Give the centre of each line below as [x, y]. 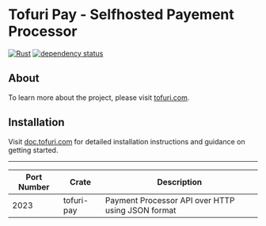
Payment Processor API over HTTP [170, 200]
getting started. [33, 150]
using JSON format [141, 210]
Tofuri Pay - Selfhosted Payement [122, 15]
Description [180, 182]
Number [34, 186]
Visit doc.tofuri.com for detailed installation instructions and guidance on [127, 141]
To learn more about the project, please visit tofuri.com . [99, 98]
